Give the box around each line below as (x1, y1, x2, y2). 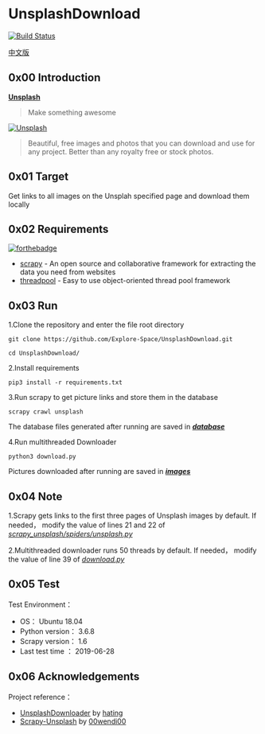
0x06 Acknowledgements (8, 670, 140, 684)
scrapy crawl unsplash (8, 408, 84, 416)
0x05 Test (8, 577, 60, 591)
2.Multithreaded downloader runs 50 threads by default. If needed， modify (8, 546, 257, 555)
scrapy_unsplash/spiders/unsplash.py (8, 530, 133, 538)
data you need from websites (19, 267, 116, 277)
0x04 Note (8, 490, 63, 503)
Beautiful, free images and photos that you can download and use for (27, 138, 255, 148)
